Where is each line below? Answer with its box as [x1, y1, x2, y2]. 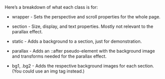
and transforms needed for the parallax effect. [11, 53, 107, 59]
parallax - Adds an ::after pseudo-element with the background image [11, 48, 155, 54]
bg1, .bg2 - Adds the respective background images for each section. [11, 63, 155, 69]
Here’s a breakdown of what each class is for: [4, 4, 98, 10]
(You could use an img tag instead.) [11, 68, 85, 74]
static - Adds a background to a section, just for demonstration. [11, 38, 142, 44]
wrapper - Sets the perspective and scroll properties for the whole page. [11, 14, 161, 19]
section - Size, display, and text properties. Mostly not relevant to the [11, 23, 154, 29]
